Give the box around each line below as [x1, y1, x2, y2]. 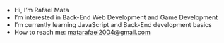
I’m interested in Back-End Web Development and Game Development [13, 13, 218, 21]
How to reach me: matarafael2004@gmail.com [13, 28, 151, 36]
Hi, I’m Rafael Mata [13, 6, 69, 14]
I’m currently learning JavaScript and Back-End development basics [13, 21, 212, 28]
